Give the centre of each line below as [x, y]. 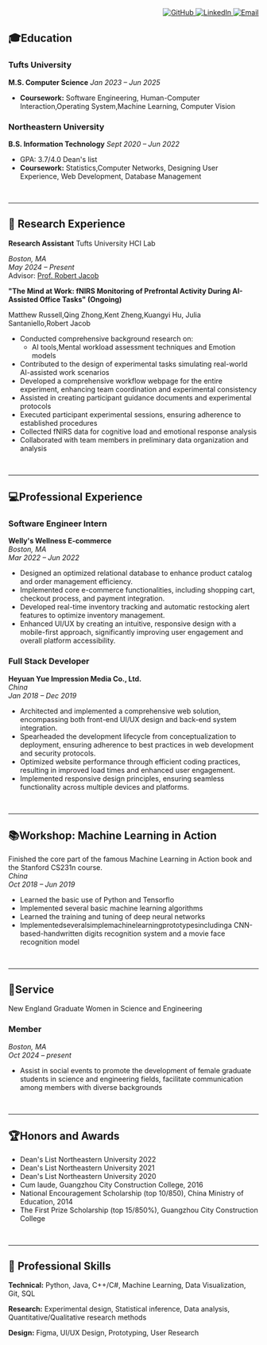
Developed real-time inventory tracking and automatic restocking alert [135, 607]
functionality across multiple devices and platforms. [104, 787]
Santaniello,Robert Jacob [50, 323]
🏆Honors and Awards [64, 1136]
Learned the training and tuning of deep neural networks [112, 916]
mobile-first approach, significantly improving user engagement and [132, 632]
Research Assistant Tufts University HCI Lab [82, 243]
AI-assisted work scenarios [64, 372]
